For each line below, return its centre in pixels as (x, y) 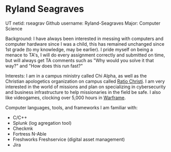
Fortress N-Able (30, 134)
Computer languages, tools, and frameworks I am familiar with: (71, 107)
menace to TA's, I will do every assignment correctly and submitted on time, (85, 55)
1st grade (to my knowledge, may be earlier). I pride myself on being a (79, 49)
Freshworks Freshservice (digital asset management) (69, 139)
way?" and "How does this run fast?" (44, 66)
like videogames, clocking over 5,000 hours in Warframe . (66, 98)
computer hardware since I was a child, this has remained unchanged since (85, 44)
